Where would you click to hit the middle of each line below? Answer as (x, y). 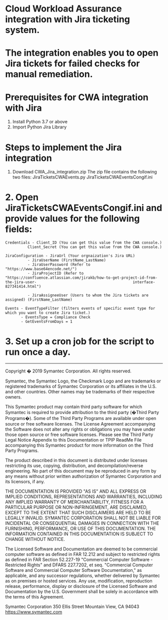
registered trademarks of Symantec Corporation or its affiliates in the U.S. (81, 386)
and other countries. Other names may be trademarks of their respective (80, 392)
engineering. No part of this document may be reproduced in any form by (81, 471)
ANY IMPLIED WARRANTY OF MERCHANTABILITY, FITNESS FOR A (74, 502)
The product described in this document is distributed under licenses (76, 460)
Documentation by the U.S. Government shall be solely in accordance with (82, 591)
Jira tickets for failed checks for (72, 64)
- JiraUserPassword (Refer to (59, 265)
